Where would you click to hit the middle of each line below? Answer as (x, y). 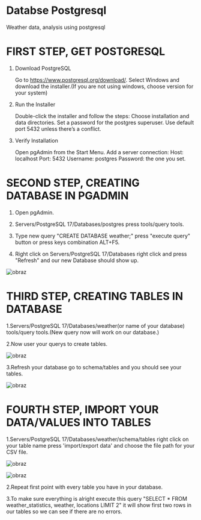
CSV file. (17, 452)
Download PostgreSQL (43, 68)
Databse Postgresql (56, 11)
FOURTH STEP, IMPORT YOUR (82, 409)
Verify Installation (36, 140)
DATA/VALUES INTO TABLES (79, 422)
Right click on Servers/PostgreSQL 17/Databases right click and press (101, 254)
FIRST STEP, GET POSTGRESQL (86, 52)
